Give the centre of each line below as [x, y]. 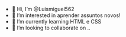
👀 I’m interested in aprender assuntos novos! [66, 15]
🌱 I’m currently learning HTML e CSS [56, 21]
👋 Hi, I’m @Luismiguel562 [43, 9]
